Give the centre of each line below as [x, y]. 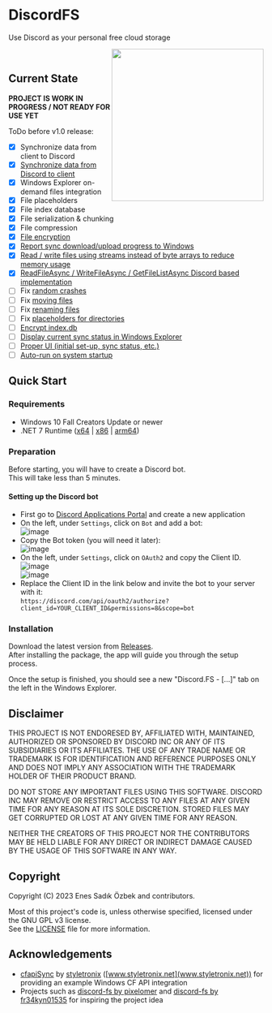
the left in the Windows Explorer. [63, 688]
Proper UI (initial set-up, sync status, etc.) [89, 346]
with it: [31, 592]
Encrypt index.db [49, 327]
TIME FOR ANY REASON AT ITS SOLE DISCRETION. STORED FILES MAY [129, 809]
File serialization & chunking [67, 219]
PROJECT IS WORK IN [46, 98]
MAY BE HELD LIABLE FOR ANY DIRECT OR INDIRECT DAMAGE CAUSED [130, 843]
